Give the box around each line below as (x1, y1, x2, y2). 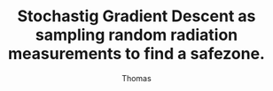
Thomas (121, 72, 152, 83)
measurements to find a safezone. (8, 44, 265, 64)
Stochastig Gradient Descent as (17, 6, 256, 27)
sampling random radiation (35, 25, 238, 45)
